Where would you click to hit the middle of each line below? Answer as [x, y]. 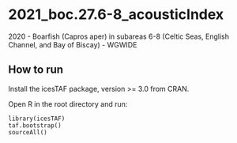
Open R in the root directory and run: [68, 103]
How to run [36, 70]
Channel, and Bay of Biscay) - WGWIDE [73, 44]
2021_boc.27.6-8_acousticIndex [116, 15]
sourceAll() [28, 132]
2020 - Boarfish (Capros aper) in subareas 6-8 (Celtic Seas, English [119, 36]
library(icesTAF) [37, 119]
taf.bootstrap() [35, 125]
